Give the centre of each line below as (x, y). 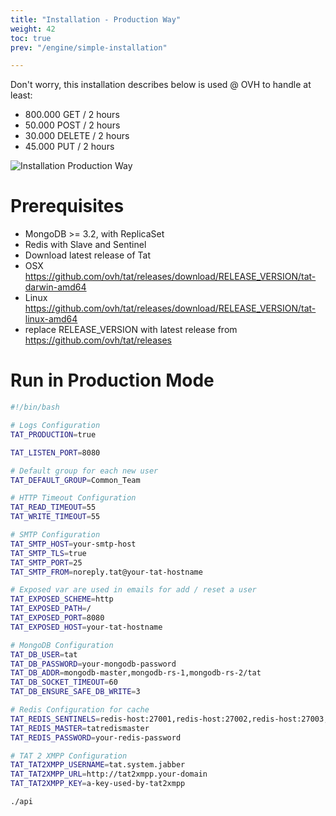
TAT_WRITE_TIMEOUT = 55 (55, 517)
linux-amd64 (51, 319)
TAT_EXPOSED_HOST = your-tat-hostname (86, 627)
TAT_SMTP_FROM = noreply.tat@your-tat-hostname (106, 572)
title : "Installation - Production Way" (96, 19)
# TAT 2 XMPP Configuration (69, 756)
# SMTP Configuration (55, 535)
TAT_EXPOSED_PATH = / (51, 609)
